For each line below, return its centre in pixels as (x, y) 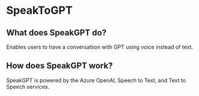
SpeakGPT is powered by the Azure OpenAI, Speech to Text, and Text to (96, 80)
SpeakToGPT (39, 10)
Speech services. (28, 86)
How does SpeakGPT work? (60, 66)
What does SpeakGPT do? (56, 33)
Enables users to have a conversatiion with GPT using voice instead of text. (100, 47)
